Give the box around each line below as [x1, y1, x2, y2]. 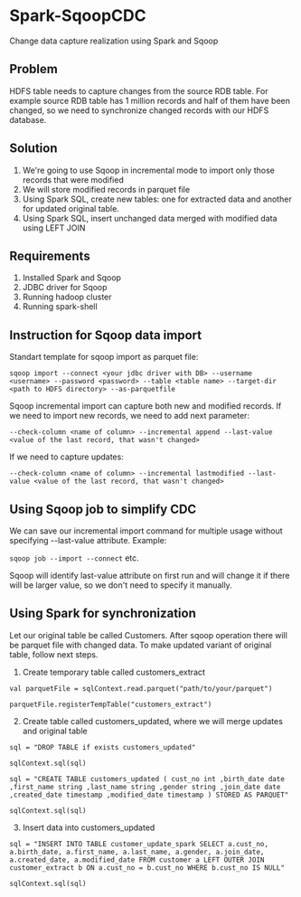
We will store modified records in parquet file [22, 184, 191, 194]
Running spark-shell [22, 301, 98, 312]
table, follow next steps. [9, 648, 99, 660]
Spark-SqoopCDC [9, 5, 146, 26]
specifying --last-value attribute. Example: [9, 535, 167, 545]
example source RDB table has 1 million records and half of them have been [9, 95, 291, 106]
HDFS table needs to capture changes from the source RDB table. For [9, 85, 268, 96]
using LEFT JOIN [22, 222, 86, 233]
